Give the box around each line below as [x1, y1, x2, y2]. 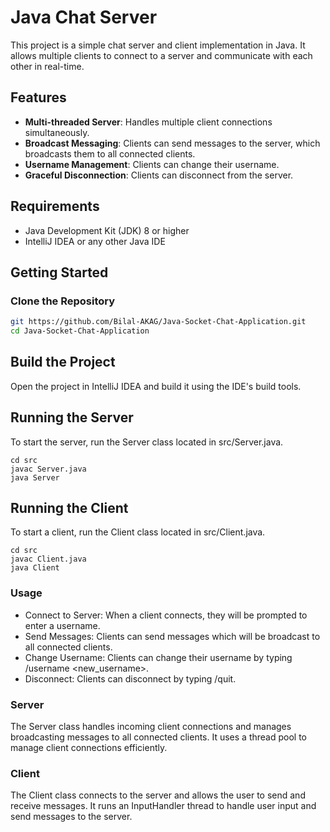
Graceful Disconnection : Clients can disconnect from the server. [24, 169, 294, 181]
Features [10, 89, 67, 106]
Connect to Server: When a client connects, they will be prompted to [24, 609, 308, 621]
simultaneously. [24, 126, 90, 138]
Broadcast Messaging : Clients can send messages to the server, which [24, 137, 321, 149]
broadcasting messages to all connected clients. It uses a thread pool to [10, 731, 307, 743]
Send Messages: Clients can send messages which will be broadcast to [24, 630, 321, 642]
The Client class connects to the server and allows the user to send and [10, 789, 306, 801]
